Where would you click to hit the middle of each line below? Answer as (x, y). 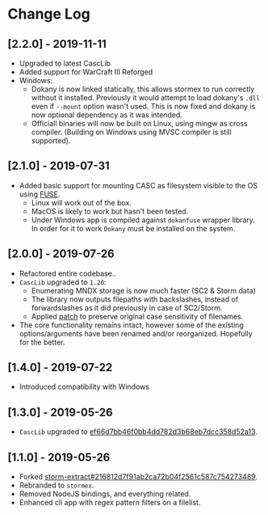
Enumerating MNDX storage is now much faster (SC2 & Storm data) (143, 290)
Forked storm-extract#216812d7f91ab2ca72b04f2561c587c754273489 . (138, 477)
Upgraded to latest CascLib (65, 63)
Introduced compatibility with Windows (84, 387)
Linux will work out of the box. (82, 202)
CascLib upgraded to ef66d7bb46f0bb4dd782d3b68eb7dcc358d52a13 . (138, 432)
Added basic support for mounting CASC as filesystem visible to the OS (138, 185)
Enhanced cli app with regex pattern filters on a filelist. (110, 503)
